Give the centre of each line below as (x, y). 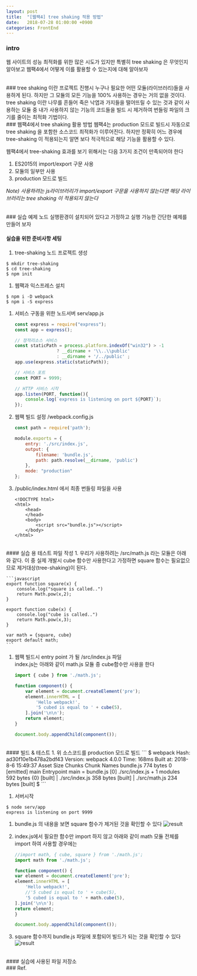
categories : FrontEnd (32, 28)
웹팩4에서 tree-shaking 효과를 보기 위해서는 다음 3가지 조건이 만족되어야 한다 (95, 151)
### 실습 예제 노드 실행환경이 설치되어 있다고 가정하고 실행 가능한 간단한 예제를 (96, 216)
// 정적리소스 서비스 (36, 340)
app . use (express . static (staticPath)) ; (62, 362)
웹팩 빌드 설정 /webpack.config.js (54, 417)
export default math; (32, 640)
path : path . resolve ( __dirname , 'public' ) (87, 460)
